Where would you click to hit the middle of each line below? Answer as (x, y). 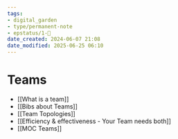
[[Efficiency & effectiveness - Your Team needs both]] (94, 121)
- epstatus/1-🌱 (29, 33)
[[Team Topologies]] (46, 113)
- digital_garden (32, 20)
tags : (15, 13)
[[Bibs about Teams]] (47, 106)
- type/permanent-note (40, 26)
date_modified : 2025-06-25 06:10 (55, 46)
